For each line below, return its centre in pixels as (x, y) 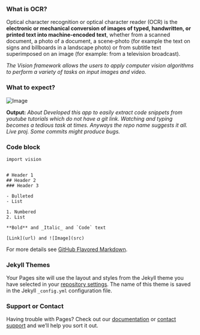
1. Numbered (21, 212)
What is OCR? (27, 9)
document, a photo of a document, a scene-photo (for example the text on (98, 41)
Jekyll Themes (28, 265)
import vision (24, 159)
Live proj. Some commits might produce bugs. (63, 131)
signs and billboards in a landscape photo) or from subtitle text (84, 47)
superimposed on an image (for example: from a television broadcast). (93, 54)
